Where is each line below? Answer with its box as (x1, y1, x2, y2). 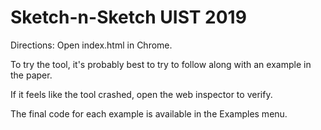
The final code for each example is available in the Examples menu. (10, 107, 288, 120)
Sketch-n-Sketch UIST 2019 (10, 6, 247, 29)
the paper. (10, 69, 53, 81)
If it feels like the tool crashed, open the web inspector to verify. (10, 88, 273, 100)
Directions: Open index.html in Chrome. (10, 39, 173, 51)
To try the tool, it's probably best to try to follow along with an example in (10, 58, 312, 70)
